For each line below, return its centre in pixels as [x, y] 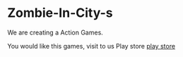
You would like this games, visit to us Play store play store [91, 46]
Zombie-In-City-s [60, 13]
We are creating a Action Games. [55, 32]
